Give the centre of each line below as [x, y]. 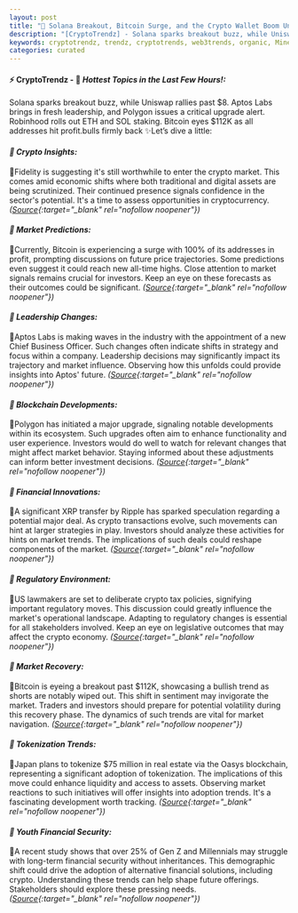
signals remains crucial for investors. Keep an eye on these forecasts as [141, 277]
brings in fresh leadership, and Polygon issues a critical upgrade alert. [137, 112]
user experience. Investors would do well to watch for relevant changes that [148, 443]
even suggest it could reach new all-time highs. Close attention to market [143, 268]
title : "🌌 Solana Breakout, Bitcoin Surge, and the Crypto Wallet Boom [144, 26]
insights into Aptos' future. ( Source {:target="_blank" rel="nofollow [131, 374]
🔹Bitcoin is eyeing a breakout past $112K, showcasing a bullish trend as [139, 686]
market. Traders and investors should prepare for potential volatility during [145, 705]
